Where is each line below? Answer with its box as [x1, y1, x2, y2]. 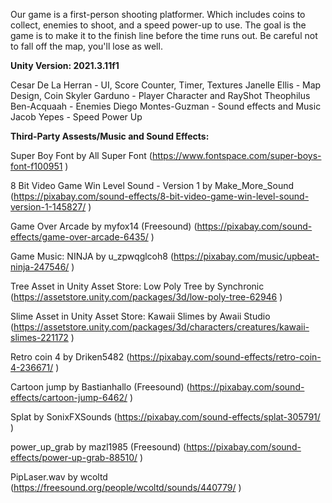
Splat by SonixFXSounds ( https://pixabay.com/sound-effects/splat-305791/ [10, 411, 321, 423]
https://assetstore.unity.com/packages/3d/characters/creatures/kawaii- [13, 321, 310, 333]
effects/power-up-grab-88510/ [10, 452, 138, 463]
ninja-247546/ [10, 261, 70, 273]
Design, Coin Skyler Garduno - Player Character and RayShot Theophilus [10, 90, 311, 101]
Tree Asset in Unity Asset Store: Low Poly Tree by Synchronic [10, 280, 265, 292]
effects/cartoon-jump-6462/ [10, 392, 128, 403]
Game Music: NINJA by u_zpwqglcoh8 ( [10, 250, 174, 262]
